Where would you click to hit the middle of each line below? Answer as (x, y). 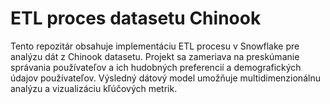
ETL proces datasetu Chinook (136, 18)
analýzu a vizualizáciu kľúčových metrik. (94, 88)
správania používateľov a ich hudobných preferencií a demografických (156, 67)
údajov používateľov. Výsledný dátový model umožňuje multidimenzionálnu (165, 78)
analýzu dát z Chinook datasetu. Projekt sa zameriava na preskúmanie (155, 56)
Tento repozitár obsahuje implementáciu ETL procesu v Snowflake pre (155, 46)
